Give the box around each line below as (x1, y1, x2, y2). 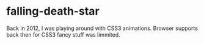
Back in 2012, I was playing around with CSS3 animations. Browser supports (6, 24, 199, 32)
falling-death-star (6, 4, 100, 18)
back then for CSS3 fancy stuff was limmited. (6, 31, 120, 38)
